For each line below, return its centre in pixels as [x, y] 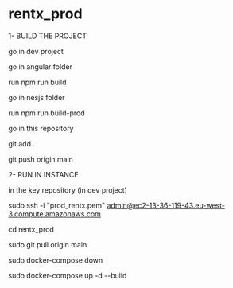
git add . [22, 143]
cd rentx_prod [31, 229]
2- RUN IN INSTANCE [43, 174]
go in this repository [41, 128]
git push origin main [41, 159]
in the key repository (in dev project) [68, 190]
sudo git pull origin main [48, 244]
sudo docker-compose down [56, 260]
